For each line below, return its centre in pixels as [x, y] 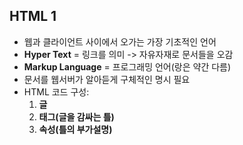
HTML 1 [33, 16]
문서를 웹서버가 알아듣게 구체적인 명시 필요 [107, 79]
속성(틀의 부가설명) [75, 129]
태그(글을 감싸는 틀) [76, 116]
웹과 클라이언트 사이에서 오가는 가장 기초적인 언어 [120, 41]
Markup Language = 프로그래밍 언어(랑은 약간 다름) [127, 66]
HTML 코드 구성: [56, 91]
